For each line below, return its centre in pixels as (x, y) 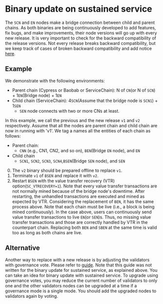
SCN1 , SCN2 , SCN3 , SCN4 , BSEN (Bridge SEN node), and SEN (72, 161)
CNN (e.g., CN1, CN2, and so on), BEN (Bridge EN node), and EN (80, 150)
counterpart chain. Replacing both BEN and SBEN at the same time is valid (84, 227)
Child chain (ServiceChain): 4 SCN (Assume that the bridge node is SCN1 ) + (85, 101)
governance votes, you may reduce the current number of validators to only (81, 280)
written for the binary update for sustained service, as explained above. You (81, 270)
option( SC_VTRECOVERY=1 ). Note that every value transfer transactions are (84, 186)
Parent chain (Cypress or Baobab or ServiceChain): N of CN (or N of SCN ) (84, 90)
